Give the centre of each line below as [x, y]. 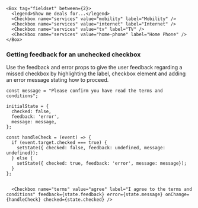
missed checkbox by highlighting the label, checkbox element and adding [96, 73]
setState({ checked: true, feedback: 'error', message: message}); [102, 164]
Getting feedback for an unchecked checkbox [74, 55]
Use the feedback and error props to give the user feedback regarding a [94, 68]
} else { [22, 158]
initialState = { [28, 107]
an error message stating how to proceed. [58, 80]
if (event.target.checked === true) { [60, 143]
